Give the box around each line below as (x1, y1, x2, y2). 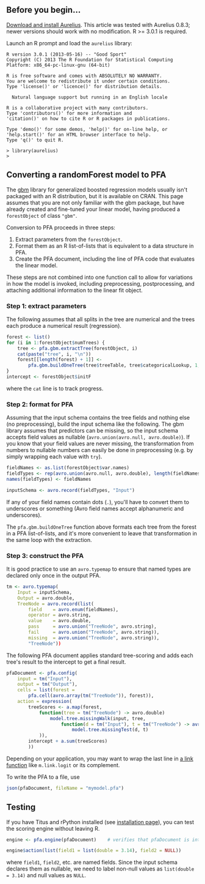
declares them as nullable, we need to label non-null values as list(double (6, 865, 195, 872)
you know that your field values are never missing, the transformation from (6, 440, 194, 447)
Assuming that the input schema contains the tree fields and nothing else (6, 414, 190, 422)
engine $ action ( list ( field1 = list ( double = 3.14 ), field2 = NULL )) (6, 847, 182, 854)
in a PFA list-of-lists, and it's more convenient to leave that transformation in (6, 529, 197, 537)
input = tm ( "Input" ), (17, 675, 72, 682)
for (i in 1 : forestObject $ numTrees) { (6, 340, 105, 346)
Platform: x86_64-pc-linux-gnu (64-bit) (6, 62, 111, 68)
